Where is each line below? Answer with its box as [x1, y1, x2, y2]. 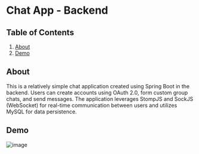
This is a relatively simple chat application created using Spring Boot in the [6, 82, 190, 90]
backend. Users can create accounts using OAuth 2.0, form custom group [6, 89, 188, 96]
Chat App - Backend [6, 4, 109, 17]
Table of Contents [6, 27, 75, 38]
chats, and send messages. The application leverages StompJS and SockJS [6, 95, 194, 102]
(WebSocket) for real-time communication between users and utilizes [6, 101, 177, 109]
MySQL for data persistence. [6, 108, 77, 115]
